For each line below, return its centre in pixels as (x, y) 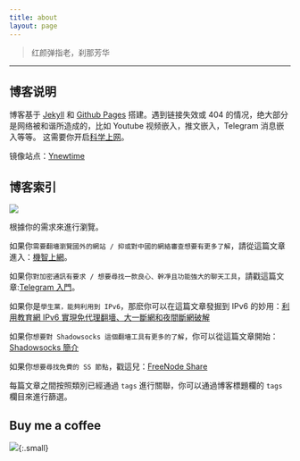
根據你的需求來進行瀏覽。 (56, 227)
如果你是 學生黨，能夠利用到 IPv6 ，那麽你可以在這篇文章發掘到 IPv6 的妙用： (146, 306)
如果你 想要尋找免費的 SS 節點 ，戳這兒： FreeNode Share (108, 366)
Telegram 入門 (46, 288)
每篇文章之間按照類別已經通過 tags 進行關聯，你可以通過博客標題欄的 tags (146, 386)
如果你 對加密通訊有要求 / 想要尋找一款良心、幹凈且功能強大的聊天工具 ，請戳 (135, 276)
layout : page (33, 26)
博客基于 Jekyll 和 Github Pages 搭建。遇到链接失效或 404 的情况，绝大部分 (149, 115)
